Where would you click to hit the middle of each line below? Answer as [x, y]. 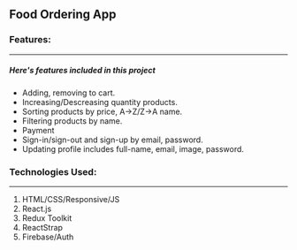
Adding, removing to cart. [69, 93]
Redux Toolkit [47, 218]
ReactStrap [42, 227]
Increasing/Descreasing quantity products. [100, 102]
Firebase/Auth [48, 237]
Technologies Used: [53, 171]
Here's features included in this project [83, 71]
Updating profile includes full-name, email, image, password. [133, 148]
